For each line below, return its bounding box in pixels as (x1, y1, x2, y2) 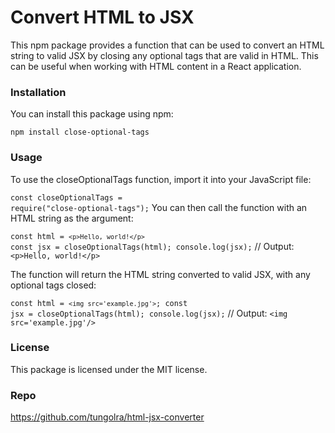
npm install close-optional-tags (10, 127, 150, 138)
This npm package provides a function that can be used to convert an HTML (10, 39, 325, 51)
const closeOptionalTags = (10, 192, 123, 203)
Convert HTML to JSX (10, 6, 195, 29)
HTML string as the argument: (10, 212, 134, 224)
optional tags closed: (10, 279, 97, 291)
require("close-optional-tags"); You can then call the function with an (10, 201, 308, 213)
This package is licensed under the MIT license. (10, 363, 208, 375)
